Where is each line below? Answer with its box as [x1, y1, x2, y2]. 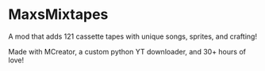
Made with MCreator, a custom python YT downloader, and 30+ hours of [8, 47, 246, 56]
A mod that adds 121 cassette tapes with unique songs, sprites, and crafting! [8, 32, 258, 41]
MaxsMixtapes [8, 6, 109, 24]
